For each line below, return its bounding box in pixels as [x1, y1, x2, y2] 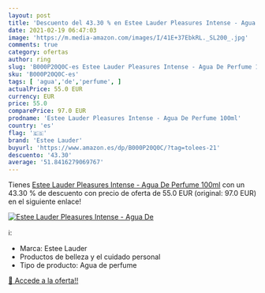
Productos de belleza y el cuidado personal [19, 252, 161, 261]
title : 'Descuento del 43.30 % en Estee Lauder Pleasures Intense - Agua [8, 19, 256, 27]
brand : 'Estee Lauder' [8, 136, 83, 145]
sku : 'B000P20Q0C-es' [8, 70, 80, 78]
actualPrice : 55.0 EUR [8, 85, 83, 93]
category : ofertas [8, 48, 69, 56]
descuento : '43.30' [8, 151, 73, 159]
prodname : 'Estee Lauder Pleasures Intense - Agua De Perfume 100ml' [8, 115, 242, 122]
